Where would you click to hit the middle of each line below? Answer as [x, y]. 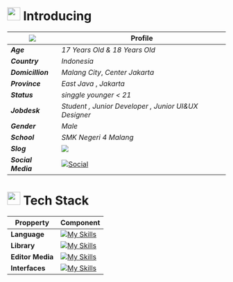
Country [25, 61]
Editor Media [32, 256]
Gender [23, 126]
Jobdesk [25, 110]
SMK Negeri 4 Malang [97, 137]
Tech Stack [56, 201]
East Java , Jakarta [93, 83]
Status [22, 95]
